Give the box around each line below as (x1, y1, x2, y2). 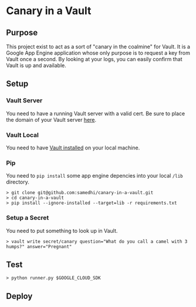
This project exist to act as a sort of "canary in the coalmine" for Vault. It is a (6, 43, 191, 50)
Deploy (6, 291, 33, 301)
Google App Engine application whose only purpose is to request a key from (6, 49, 191, 56)
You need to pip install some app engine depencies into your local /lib (6, 172, 183, 179)
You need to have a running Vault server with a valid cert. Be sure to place (6, 110, 185, 117)
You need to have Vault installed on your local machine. (6, 144, 140, 151)
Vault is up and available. (6, 62, 66, 69)
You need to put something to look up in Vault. (6, 227, 118, 234)
